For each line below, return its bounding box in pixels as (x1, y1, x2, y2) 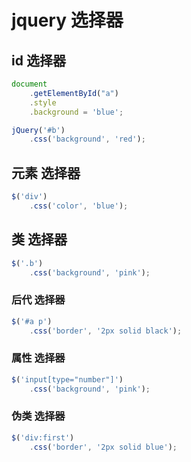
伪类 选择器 (11, 409, 66, 423)
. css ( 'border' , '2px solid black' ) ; (29, 326, 183, 336)
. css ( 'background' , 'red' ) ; (29, 134, 146, 145)
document (11, 79, 48, 89)
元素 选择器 (11, 164, 81, 181)
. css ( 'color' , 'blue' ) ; (29, 201, 129, 211)
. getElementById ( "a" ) (29, 88, 119, 98)
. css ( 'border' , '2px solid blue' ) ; (29, 442, 178, 452)
